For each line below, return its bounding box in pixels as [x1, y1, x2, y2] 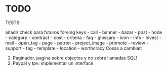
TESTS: [5, 19, 21, 25]
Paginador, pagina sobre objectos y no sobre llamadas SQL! [12, 54, 138, 60]
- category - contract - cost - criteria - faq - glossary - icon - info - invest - [5, 34, 162, 40]
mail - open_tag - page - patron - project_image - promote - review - [5, 39, 149, 45]
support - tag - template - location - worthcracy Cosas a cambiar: [5, 45, 143, 51]
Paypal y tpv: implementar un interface [12, 60, 94, 66]
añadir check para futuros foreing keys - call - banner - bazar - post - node [5, 29, 162, 35]
